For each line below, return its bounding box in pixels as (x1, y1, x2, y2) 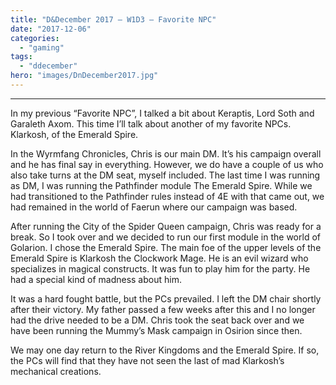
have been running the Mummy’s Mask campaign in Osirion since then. (10, 324, 303, 336)
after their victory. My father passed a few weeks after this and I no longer (10, 303, 316, 315)
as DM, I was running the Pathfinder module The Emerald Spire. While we (10, 179, 313, 191)
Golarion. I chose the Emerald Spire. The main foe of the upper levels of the (10, 241, 322, 253)
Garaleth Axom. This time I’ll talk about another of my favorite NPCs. (10, 117, 292, 130)
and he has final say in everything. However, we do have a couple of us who (10, 158, 324, 170)
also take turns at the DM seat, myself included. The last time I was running (10, 169, 321, 181)
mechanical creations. (10, 365, 102, 377)
